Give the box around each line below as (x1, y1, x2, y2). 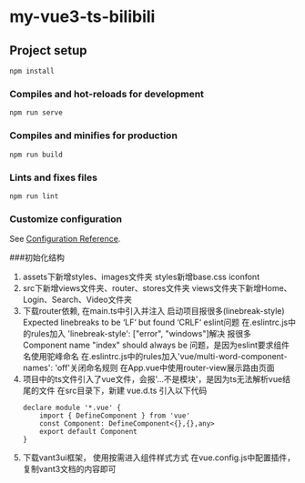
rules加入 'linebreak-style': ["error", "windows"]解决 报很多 (30, 328, 252, 339)
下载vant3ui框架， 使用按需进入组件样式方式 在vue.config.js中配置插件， (22, 452, 296, 463)
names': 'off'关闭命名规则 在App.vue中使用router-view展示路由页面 (22, 362, 275, 374)
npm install (9, 66, 55, 75)
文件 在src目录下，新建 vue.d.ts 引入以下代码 (38, 385, 208, 397)
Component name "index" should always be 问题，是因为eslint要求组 (22, 339, 282, 351)
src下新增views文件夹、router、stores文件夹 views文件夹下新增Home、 (22, 283, 292, 294)
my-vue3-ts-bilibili (9, 6, 156, 27)
